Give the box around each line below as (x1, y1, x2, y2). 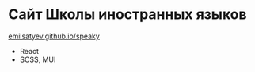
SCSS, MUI (19, 55, 56, 64)
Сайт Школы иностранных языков (8, 5, 247, 23)
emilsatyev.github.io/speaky (8, 31, 101, 41)
